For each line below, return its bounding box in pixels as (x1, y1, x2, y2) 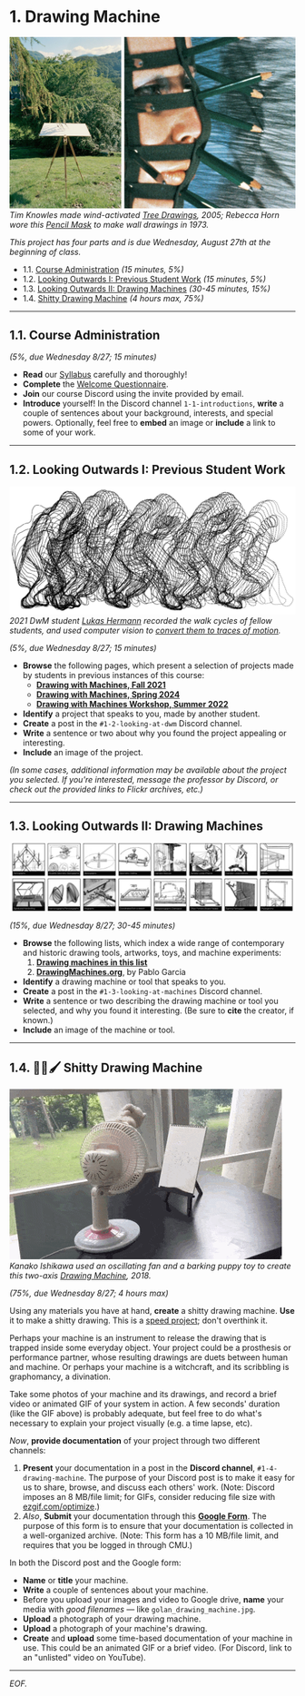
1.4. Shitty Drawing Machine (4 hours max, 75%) (22, 292, 204, 303)
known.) (22, 1014, 54, 1025)
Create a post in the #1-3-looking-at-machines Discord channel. (22, 985, 263, 996)
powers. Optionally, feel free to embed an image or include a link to (22, 418, 276, 429)
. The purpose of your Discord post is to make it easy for (84, 1473, 295, 1484)
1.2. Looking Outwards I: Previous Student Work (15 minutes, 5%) (22, 273, 266, 284)
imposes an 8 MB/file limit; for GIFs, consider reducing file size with (22, 1492, 276, 1503)
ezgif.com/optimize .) (22, 1501, 100, 1513)
